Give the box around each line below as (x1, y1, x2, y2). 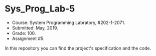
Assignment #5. (12, 35, 45, 41)
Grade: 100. (12, 30, 36, 36)
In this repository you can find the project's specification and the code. (5, 45, 151, 51)
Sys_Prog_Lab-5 (5, 3, 75, 14)
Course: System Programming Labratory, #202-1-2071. (12, 19, 125, 25)
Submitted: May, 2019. (12, 24, 58, 30)
